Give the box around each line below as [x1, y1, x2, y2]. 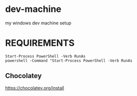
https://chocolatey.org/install [5, 85, 64, 91]
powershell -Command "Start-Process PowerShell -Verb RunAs [5, 58, 133, 63]
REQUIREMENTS [5, 37, 75, 49]
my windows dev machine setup [5, 20, 71, 26]
